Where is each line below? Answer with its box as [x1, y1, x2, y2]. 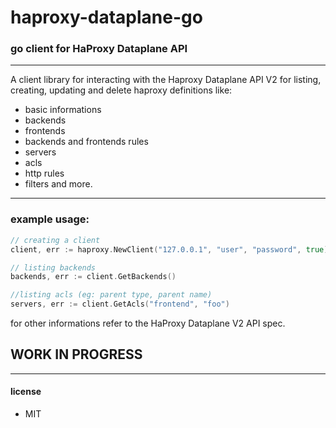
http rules [24, 167, 65, 180]
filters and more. [24, 178, 93, 190]
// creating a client [10, 235, 101, 245]
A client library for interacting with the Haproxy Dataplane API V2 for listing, [10, 74, 322, 86]
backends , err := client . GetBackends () [10, 272, 177, 282]
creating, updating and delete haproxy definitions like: [10, 84, 233, 96]
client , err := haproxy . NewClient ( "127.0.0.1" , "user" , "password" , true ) [10, 244, 329, 255]
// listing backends [10, 262, 97, 273]
